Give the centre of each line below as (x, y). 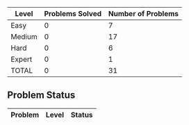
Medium (24, 36)
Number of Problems (143, 14)
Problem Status (41, 95)
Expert (22, 59)
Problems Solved (73, 14)
